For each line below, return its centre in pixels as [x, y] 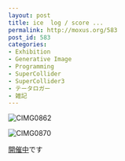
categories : [28, 45]
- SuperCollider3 [37, 81]
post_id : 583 [29, 37]
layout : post [29, 15]
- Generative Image [40, 60]
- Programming [31, 67]
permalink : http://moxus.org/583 [63, 30]
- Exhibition [29, 52]
